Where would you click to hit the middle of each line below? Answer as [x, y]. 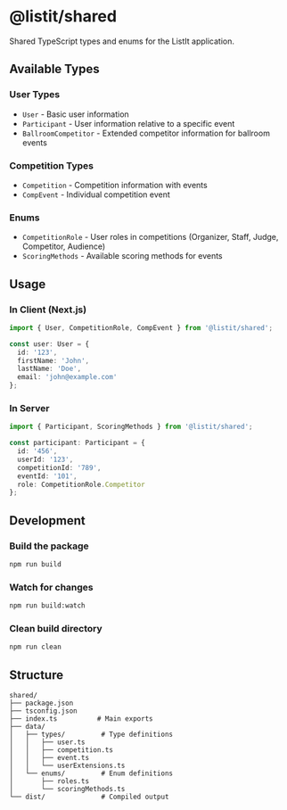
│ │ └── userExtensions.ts [67, 766]
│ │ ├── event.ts [49, 758]
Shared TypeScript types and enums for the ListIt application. [122, 41]
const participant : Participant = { [77, 443]
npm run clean [36, 647]
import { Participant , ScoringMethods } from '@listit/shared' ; [131, 427]
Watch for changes [51, 587]
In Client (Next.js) [48, 310]
